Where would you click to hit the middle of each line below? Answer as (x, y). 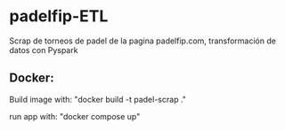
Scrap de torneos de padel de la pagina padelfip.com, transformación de (142, 41)
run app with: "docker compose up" (75, 116)
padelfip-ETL (59, 16)
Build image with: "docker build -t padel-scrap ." (98, 99)
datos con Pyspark (44, 50)
